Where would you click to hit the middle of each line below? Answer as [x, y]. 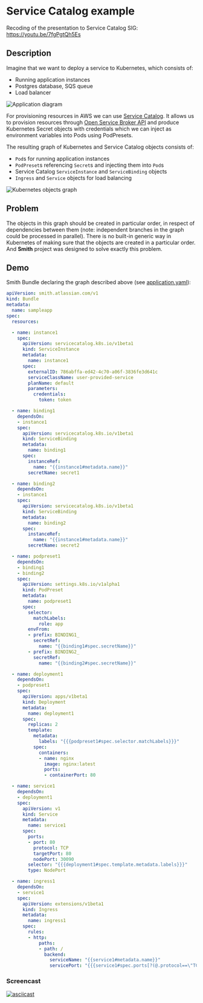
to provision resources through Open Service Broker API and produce [93, 122]
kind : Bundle [23, 299]
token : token [55, 400]
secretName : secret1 [54, 473]
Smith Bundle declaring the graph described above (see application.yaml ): [99, 282]
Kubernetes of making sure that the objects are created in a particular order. [101, 242]
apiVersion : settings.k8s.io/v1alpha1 [71, 585]
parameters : [43, 389]
